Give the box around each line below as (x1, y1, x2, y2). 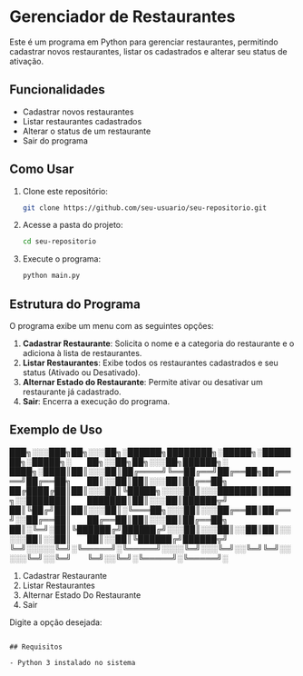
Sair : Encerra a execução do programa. (22, 396, 171, 406)
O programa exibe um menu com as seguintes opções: (9, 321, 215, 331)
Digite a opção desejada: (9, 616, 103, 628)
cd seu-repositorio (22, 237, 97, 246)
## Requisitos (9, 642, 64, 651)
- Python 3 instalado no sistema (9, 658, 136, 667)
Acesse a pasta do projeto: (22, 220, 124, 231)
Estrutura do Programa (9, 296, 141, 312)
